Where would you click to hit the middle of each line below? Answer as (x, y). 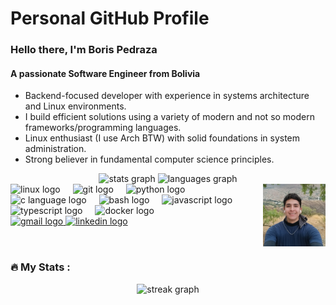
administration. (55, 149)
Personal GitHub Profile (110, 18)
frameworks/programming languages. (103, 128)
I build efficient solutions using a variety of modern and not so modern (169, 117)
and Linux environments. (75, 106)
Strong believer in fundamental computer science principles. (149, 159)
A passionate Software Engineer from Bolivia (105, 73)
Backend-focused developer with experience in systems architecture (167, 96)
